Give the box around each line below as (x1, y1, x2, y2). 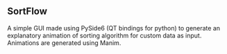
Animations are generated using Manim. (7, 38, 121, 47)
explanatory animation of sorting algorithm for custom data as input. (7, 31, 202, 39)
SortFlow (7, 6, 47, 17)
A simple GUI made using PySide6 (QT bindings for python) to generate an (7, 24, 221, 32)
